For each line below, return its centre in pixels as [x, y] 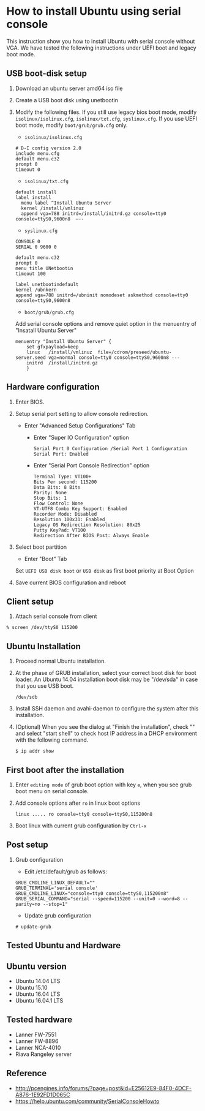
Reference [27, 1073]
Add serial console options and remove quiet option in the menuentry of [106, 323]
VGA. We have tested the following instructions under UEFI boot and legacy [102, 48]
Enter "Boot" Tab [46, 559]
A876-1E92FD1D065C [43, 1094]
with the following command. [52, 740]
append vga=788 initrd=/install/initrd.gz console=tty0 [94, 213]
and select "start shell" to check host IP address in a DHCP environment [106, 734]
